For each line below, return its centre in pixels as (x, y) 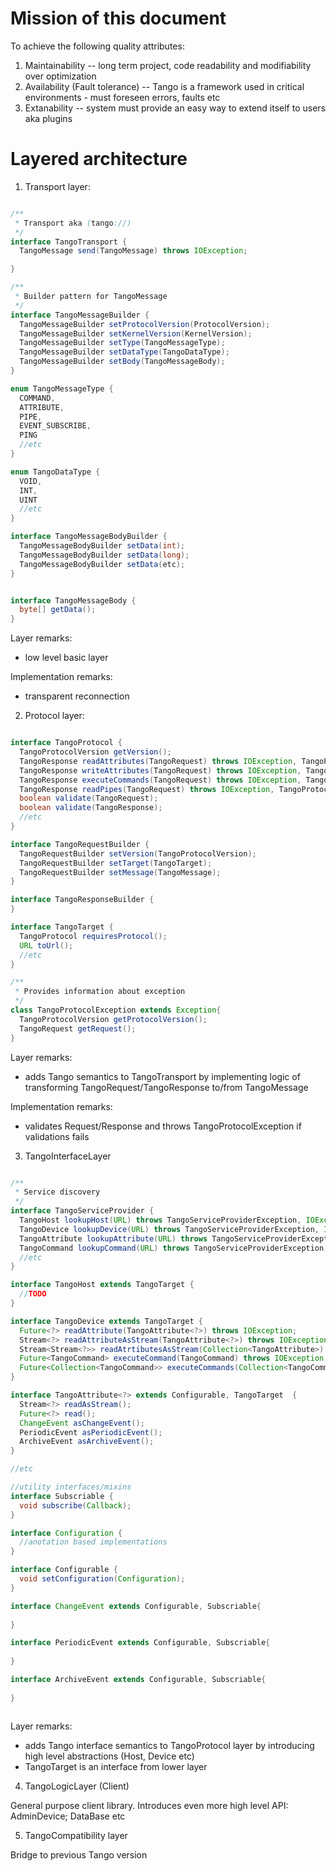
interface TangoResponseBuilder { (82, 900)
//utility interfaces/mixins (71, 1487)
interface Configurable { (64, 1570)
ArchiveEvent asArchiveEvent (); (87, 1442)
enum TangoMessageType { (62, 388)
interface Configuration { (66, 1533)
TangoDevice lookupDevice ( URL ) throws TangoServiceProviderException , (169, 1229)
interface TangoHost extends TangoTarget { (102, 1285)
